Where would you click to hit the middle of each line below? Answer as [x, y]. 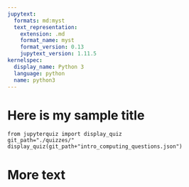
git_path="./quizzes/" [41, 140]
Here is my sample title [76, 115]
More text [37, 175]
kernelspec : [25, 60]
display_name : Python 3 [49, 67]
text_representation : [46, 27]
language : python [39, 73]
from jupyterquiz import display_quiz [65, 134]
